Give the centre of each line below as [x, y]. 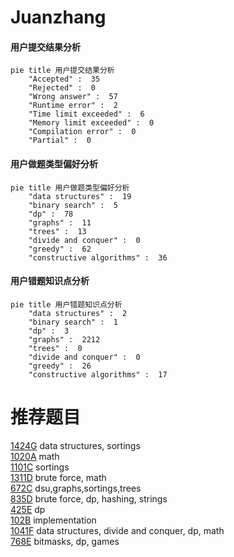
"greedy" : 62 [60, 249]
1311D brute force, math [58, 477]
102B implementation [53, 520]
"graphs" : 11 [60, 222]
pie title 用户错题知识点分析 [66, 304]
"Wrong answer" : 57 [73, 97]
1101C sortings [40, 467]
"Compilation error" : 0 [82, 132]
